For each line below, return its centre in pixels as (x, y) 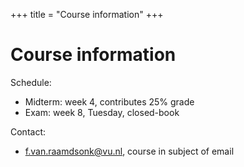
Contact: (28, 131)
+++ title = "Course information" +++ (87, 14)
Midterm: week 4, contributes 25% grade (109, 101)
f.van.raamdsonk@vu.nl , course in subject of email (129, 151)
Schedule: (31, 82)
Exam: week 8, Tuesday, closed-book (102, 112)
